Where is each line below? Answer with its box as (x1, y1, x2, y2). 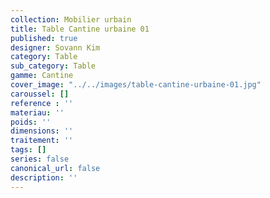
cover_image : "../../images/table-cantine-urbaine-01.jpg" (10, 80, 262, 90)
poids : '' (10, 117, 52, 127)
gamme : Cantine (10, 71, 74, 81)
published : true (10, 33, 78, 43)
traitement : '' (10, 136, 74, 146)
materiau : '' (10, 107, 65, 118)
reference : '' (10, 98, 74, 108)
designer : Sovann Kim (10, 42, 101, 53)
